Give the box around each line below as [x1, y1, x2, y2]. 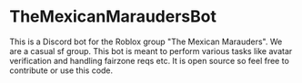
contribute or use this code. [9, 65, 114, 76]
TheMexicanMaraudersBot [9, 6, 216, 27]
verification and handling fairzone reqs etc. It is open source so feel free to [9, 55, 289, 66]
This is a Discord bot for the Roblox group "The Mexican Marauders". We [9, 36, 283, 47]
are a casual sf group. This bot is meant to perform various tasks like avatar [9, 45, 293, 56]
